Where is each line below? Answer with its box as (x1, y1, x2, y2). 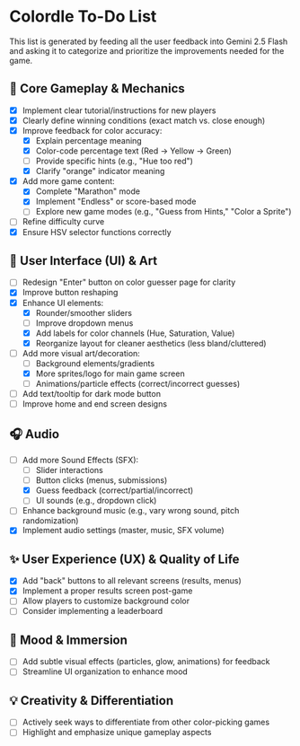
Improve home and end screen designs (22, 399, 168, 409)
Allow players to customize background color (22, 595, 190, 607)
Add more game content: (22, 176, 115, 187)
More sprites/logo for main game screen (35, 368, 186, 379)
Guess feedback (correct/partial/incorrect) (35, 485, 194, 496)
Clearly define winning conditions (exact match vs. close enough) (22, 115, 266, 126)
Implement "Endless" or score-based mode (35, 196, 197, 207)
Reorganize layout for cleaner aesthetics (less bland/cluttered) (35, 338, 267, 348)
